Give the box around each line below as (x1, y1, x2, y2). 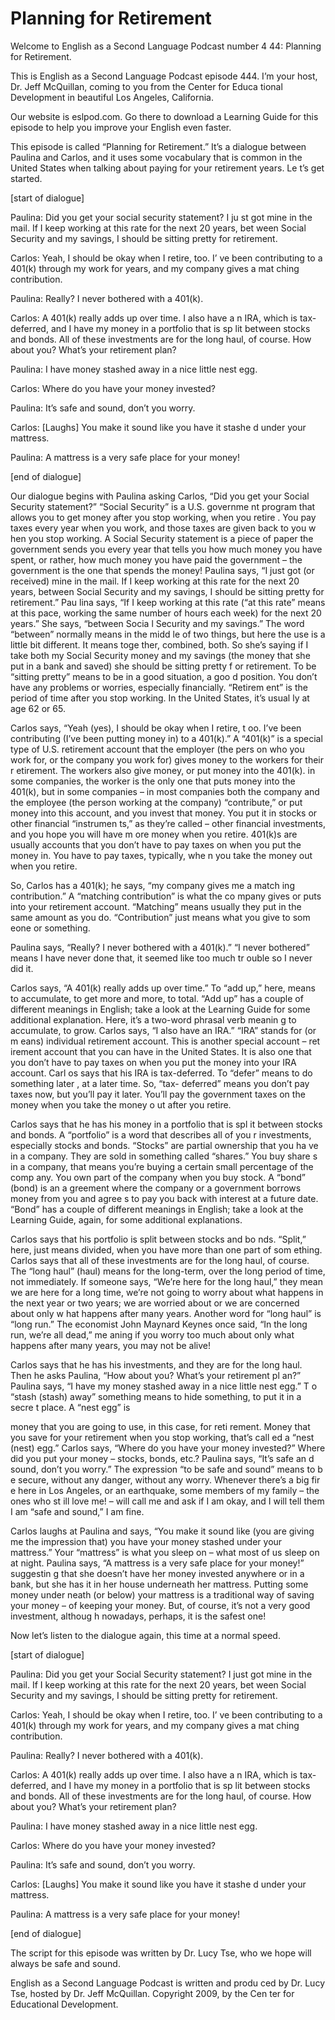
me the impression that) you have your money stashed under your (10, 1535, 283, 1547)
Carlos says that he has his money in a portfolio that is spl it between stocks (10, 1118, 323, 1130)
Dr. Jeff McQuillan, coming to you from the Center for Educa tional (10, 80, 283, 92)
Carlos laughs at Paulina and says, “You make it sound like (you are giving (10, 1525, 315, 1537)
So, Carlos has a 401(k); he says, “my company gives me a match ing (10, 879, 295, 891)
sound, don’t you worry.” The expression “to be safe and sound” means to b (10, 1463, 323, 1475)
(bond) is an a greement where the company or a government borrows (10, 1182, 302, 1194)
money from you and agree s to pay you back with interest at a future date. (10, 1192, 319, 1204)
